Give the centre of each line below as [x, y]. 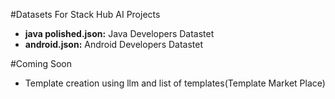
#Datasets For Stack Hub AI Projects [85, 14]
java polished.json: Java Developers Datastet [119, 33]
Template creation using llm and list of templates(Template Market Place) [175, 83]
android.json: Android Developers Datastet [114, 44]
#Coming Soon [41, 63]
